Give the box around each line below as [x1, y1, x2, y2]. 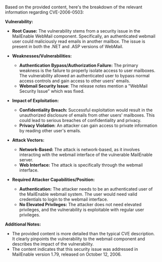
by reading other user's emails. [19, 128, 81, 133]
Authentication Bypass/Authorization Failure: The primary [19, 63, 139, 68]
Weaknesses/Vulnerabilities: [12, 53, 72, 59]
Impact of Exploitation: [12, 98, 59, 104]
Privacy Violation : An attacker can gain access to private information [19, 122, 158, 128]
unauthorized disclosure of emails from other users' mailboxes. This [19, 112, 155, 118]
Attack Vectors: [12, 137, 44, 143]
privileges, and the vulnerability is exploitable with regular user [19, 207, 144, 212]
